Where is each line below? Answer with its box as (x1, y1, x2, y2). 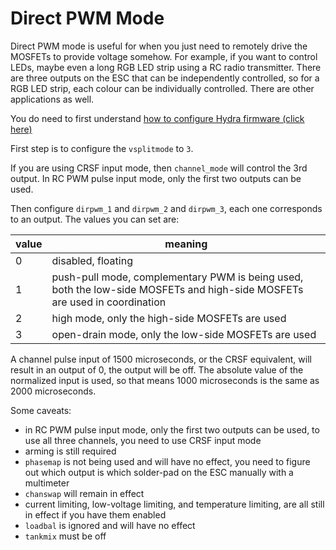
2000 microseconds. (10, 385, 97, 397)
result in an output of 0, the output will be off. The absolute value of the (10, 363, 304, 376)
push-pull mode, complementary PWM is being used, (51, 270, 304, 284)
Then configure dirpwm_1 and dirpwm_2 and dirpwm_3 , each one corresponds (10, 202, 323, 214)
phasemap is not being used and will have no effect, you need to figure (24, 455, 311, 467)
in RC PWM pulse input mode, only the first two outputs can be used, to (24, 423, 320, 436)
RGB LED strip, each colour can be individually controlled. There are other (10, 82, 315, 94)
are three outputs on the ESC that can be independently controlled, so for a (10, 72, 320, 84)
